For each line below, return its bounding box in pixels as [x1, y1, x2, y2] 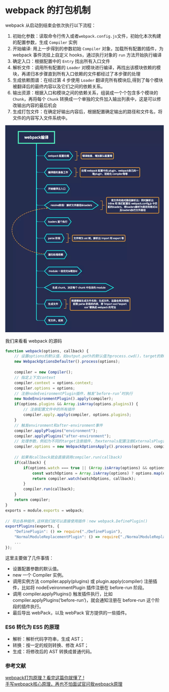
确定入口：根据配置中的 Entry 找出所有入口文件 [12, 58, 111, 64]
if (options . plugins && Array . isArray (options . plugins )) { [14, 402, 138, 407]
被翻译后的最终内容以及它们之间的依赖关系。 [12, 83, 106, 89]
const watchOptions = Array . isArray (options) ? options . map [32, 471, 161, 476]
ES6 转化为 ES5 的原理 [5, 623, 59, 631]
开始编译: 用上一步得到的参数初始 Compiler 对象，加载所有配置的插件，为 [12, 45, 163, 51]
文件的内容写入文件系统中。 [12, 114, 70, 121]
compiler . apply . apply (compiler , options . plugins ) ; [23, 412, 132, 417]
